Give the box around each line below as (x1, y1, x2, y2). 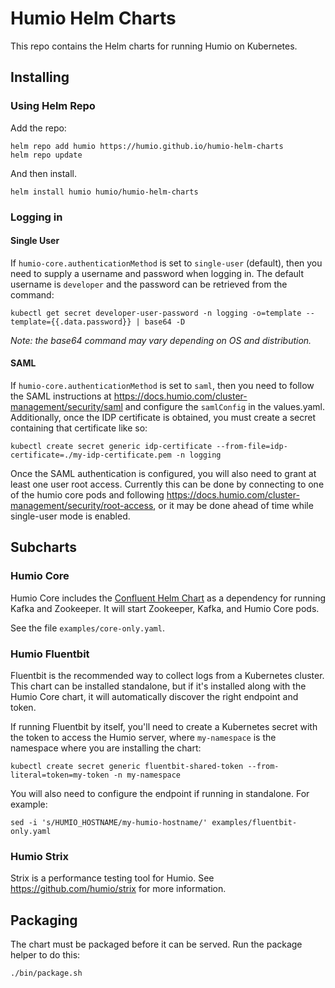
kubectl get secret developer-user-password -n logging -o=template (10, 308, 302, 318)
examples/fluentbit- (211, 817, 298, 827)
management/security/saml (10, 400, 123, 412)
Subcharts (10, 539, 77, 556)
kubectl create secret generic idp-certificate (10, 441, 213, 451)
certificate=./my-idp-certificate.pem (10, 450, 172, 460)
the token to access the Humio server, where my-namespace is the (10, 731, 277, 743)
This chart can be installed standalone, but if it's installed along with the (10, 680, 307, 692)
